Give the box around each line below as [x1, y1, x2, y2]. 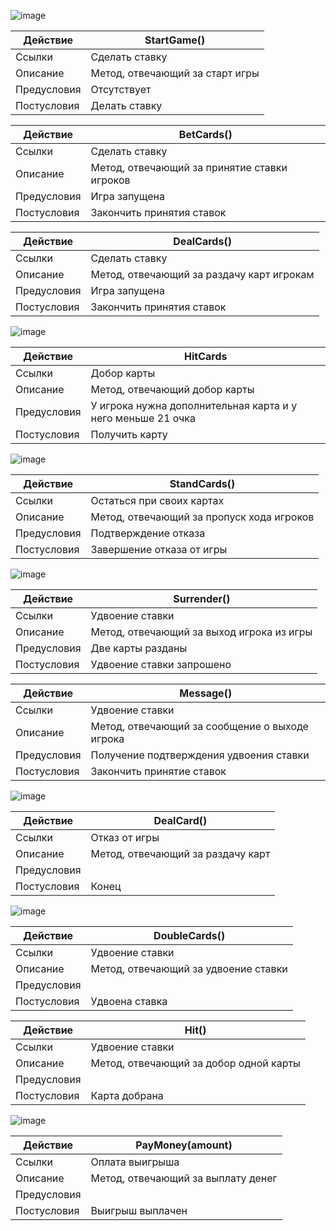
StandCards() [169, 477, 236, 490]
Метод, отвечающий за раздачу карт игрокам [90, 268, 315, 281]
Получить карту [90, 428, 168, 441]
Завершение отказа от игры [90, 543, 228, 556]
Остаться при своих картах [90, 494, 225, 507]
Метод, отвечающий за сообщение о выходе [90, 720, 309, 733]
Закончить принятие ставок [90, 765, 227, 778]
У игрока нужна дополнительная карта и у [90, 399, 298, 412]
